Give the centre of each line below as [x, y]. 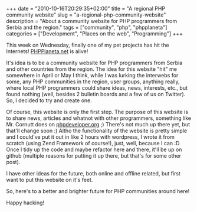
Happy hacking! [25, 203]
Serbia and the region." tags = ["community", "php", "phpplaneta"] [87, 27]
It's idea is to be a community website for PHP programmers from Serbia [94, 63]
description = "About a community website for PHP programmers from [92, 21]
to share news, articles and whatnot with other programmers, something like [99, 118]
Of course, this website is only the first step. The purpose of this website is [97, 112]
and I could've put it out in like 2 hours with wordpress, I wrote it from [91, 137]
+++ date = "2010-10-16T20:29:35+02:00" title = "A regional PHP [86, 9]
